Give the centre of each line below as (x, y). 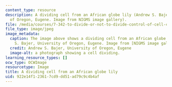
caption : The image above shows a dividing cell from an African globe (88, 39)
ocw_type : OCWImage (26, 62)
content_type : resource (31, 10)
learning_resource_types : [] (36, 58)
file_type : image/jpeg (29, 29)
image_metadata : (23, 34)
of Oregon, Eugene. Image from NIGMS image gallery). (68, 19)
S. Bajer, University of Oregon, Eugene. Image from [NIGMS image (87, 43)
